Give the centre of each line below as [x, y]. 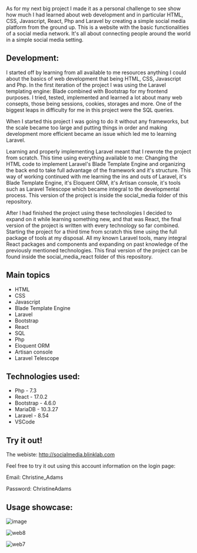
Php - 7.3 [26, 391]
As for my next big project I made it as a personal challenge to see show [94, 9]
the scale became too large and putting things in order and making [87, 127]
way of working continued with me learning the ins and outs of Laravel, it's [96, 176]
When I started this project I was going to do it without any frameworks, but [98, 121]
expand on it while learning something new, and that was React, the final [94, 219]
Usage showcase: [40, 507]
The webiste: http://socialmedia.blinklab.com [61, 455]
